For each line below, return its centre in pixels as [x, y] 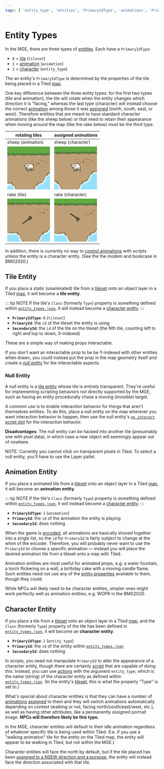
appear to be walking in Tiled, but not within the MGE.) [60, 743]
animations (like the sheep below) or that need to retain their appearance [78, 119]
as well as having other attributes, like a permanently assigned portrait [76, 712]
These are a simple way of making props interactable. [59, 343]
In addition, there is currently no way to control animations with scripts [76, 251]
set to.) [12, 687]
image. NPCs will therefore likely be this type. [52, 717]
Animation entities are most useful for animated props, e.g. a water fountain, [82, 564]
